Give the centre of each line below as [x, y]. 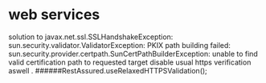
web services [54, 15]
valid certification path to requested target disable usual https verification [130, 62]
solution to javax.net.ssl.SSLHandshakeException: [91, 37]
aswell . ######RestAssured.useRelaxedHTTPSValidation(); [108, 70]
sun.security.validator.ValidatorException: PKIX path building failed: [120, 45]
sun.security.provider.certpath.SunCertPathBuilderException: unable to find [133, 53]
